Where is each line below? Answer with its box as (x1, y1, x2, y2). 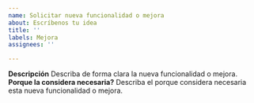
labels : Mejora (8, 33, 59, 42)
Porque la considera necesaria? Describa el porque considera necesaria (8, 78, 247, 87)
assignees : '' (8, 41, 55, 49)
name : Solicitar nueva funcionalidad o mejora (8, 11, 165, 20)
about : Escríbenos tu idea (8, 19, 97, 27)
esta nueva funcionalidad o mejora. (8, 86, 123, 95)
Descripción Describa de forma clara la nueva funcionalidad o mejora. (8, 69, 238, 79)
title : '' (8, 26, 41, 34)
